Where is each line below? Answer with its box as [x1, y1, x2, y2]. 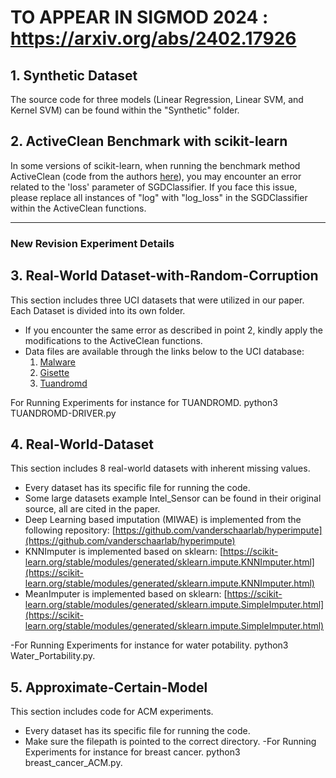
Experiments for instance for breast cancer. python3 [24, 746, 241, 758]
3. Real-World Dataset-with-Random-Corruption [10, 267, 319, 285]
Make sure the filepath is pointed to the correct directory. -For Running [24, 736, 317, 748]
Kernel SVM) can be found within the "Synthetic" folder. [10, 104, 240, 116]
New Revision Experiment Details [10, 236, 175, 250]
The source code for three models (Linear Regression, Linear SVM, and [10, 94, 304, 105]
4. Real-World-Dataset [10, 436, 154, 453]
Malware [39, 356, 77, 368]
